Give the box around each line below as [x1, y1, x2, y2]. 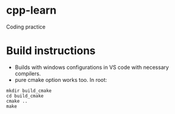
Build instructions [6, 44, 96, 58]
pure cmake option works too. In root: [14, 76, 107, 83]
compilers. [14, 69, 41, 77]
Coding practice [6, 23, 46, 30]
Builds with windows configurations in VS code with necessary [14, 64, 169, 71]
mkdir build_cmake [6, 87, 52, 94]
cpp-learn [6, 4, 57, 17]
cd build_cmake [6, 93, 44, 99]
